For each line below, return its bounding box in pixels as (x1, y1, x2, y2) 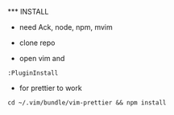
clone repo (19, 38, 56, 47)
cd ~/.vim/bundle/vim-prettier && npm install (7, 99, 167, 107)
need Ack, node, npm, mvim (19, 23, 114, 31)
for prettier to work (19, 84, 82, 92)
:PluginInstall (7, 69, 59, 77)
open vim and (19, 54, 65, 63)
